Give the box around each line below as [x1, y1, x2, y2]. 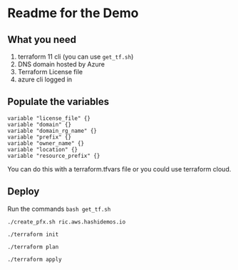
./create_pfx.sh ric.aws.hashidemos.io [7, 218, 126, 226]
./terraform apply [7, 256, 62, 263]
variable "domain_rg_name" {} [7, 127, 98, 134]
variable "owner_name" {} [7, 139, 84, 147]
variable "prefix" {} [7, 134, 72, 141]
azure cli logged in [17, 75, 73, 84]
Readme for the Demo [7, 5, 139, 21]
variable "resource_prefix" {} [7, 152, 100, 159]
